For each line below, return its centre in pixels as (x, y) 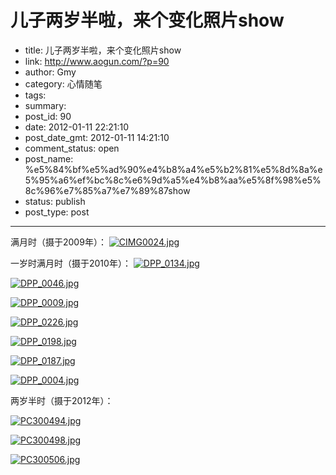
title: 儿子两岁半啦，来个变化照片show (103, 50)
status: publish (55, 201)
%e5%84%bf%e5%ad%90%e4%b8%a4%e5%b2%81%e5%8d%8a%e (173, 169)
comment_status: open (72, 148)
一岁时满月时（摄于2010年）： (71, 263)
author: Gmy (50, 72)
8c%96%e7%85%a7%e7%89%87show (107, 190)
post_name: (49, 158)
